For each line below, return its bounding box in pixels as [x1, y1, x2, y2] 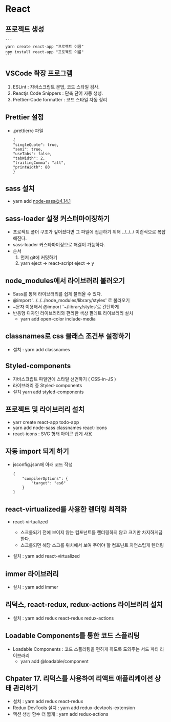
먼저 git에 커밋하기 [20, 254, 58, 261]
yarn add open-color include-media [20, 316, 96, 322]
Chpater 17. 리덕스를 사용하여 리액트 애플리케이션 [5, 674, 154, 683]
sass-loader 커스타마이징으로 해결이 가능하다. [12, 242, 105, 248]
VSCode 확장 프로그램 [5, 69, 73, 78]
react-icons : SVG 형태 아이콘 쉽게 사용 [12, 431, 93, 437]
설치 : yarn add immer [12, 584, 59, 590]
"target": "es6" [31, 481, 66, 486]
